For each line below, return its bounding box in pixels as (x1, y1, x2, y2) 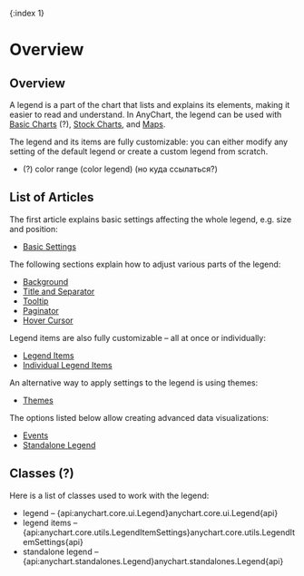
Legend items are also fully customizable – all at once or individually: (9, 332, 266, 343)
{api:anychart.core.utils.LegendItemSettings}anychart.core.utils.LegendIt (22, 526, 296, 538)
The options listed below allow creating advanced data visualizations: (9, 412, 270, 423)
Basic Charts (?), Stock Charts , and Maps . (9, 119, 166, 130)
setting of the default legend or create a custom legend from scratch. (9, 146, 269, 157)
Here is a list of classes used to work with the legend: (9, 490, 210, 501)
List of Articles (9, 190, 94, 205)
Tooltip (22, 295, 49, 307)
